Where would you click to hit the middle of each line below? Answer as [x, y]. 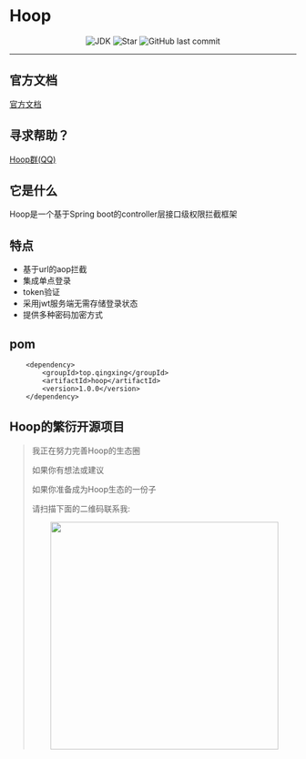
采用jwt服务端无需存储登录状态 [80, 304]
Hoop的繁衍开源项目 [67, 427]
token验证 [41, 292]
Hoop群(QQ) [33, 159]
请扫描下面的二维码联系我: [81, 508]
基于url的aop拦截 [55, 269]
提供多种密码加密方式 [62, 315]
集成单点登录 [46, 281]
